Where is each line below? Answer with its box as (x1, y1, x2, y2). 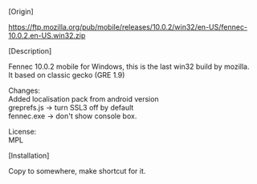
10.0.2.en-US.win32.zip (8, 31, 86, 40)
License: (8, 127, 37, 136)
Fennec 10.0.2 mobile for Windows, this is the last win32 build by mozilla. (8, 62, 250, 71)
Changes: (8, 86, 40, 95)
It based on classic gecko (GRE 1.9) (8, 70, 125, 79)
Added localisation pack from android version (8, 94, 159, 103)
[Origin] (8, 7, 34, 16)
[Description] (8, 46, 52, 55)
